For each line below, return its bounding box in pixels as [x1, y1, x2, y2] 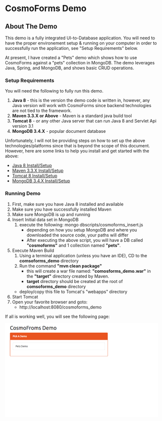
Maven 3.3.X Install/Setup [12, 168, 64, 173]
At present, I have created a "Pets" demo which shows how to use [5, 55, 137, 61]
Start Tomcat [12, 294, 38, 299]
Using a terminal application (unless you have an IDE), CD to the [19, 252, 147, 258]
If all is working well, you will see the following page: [5, 313, 110, 319]
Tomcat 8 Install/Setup [12, 173, 57, 179]
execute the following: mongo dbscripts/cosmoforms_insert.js [19, 221, 143, 228]
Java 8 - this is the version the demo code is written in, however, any [12, 97, 150, 103]
